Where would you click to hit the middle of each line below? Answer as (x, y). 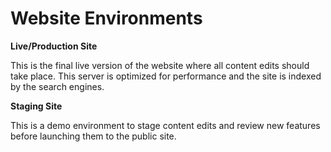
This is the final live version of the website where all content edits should (160, 65)
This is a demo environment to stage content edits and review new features (165, 125)
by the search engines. (57, 86)
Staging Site (36, 106)
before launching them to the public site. (93, 136)
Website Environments (106, 18)
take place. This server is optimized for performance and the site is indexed (166, 76)
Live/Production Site (54, 46)
